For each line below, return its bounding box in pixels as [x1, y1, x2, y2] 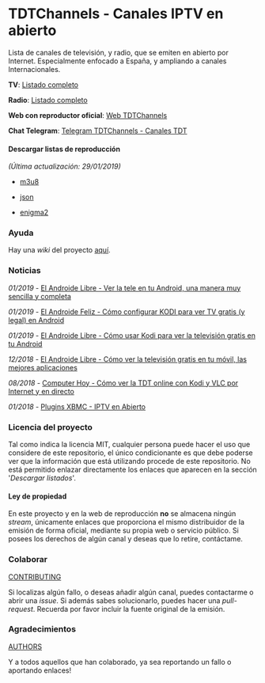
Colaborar [8, 554, 48, 565]
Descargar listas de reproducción [8, 144, 121, 154]
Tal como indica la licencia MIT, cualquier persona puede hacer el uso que [8, 440, 251, 450]
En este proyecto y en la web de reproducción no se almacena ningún [8, 509, 237, 518]
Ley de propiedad [8, 491, 67, 501]
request [8, 604, 34, 613]
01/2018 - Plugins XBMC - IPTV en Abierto [8, 401, 146, 412]
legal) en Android [8, 315, 65, 324]
